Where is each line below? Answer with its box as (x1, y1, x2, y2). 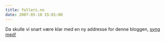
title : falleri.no (5, 7, 45, 13)
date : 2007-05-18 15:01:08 (5, 12, 63, 17)
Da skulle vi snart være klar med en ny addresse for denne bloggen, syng (5, 26, 160, 32)
